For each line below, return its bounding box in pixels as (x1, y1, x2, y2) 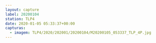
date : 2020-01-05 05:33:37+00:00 (5, 21, 75, 26)
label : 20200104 (5, 12, 39, 17)
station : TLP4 (5, 16, 35, 21)
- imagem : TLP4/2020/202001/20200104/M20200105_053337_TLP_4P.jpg (10, 30, 151, 35)
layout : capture (5, 7, 39, 12)
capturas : (5, 26, 26, 31)
